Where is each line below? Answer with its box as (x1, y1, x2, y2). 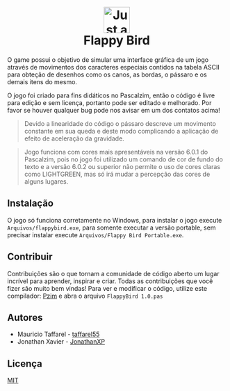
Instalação (7, 198, 54, 209)
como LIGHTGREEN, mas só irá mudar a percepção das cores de (24, 170, 211, 178)
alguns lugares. (24, 177, 69, 186)
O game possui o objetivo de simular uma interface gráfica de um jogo (7, 55, 209, 64)
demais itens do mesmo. (7, 77, 78, 86)
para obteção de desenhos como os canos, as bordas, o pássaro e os (7, 70, 207, 79)
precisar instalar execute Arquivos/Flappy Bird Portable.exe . (7, 230, 184, 239)
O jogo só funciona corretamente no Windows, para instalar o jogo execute (7, 216, 222, 224)
